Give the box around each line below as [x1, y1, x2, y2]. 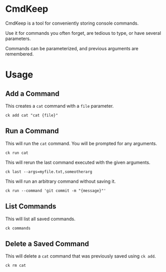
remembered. [5, 51, 34, 57]
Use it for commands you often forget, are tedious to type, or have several [5, 30, 161, 36]
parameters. [5, 35, 31, 42]
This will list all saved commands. [5, 216, 76, 222]
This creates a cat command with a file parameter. [5, 103, 114, 109]
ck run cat [5, 150, 29, 156]
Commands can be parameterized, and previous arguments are [5, 45, 139, 51]
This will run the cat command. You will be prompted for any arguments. [5, 140, 157, 146]
